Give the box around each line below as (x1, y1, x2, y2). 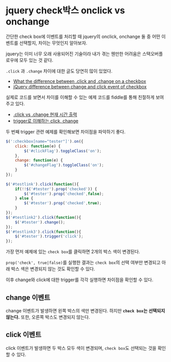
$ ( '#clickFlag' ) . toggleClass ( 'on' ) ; (24, 148, 102, 153)
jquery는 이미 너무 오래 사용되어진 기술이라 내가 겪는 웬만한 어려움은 (6, 51, 141, 57)
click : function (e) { (15, 144, 61, 149)
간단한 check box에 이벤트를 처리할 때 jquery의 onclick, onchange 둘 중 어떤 (6, 33, 161, 39)
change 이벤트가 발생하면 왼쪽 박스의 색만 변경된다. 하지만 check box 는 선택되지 (6, 308, 165, 313)
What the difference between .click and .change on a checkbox (13, 78, 147, 84)
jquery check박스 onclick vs (6, 5, 125, 16)
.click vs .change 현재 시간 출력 (13, 111, 77, 118)
